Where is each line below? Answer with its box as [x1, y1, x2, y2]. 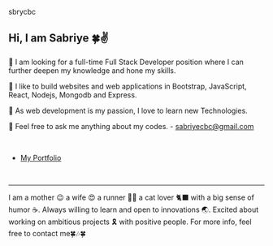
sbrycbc [8, 7, 37, 16]
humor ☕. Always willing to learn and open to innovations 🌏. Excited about [8, 205, 258, 214]
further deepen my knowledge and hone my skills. [8, 65, 176, 76]
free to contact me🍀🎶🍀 [8, 228, 87, 238]
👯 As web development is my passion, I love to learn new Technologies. [8, 106, 248, 115]
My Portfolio [19, 153, 62, 162]
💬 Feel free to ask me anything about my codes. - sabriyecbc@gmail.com [8, 121, 254, 131]
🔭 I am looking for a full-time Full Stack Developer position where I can [8, 57, 244, 67]
